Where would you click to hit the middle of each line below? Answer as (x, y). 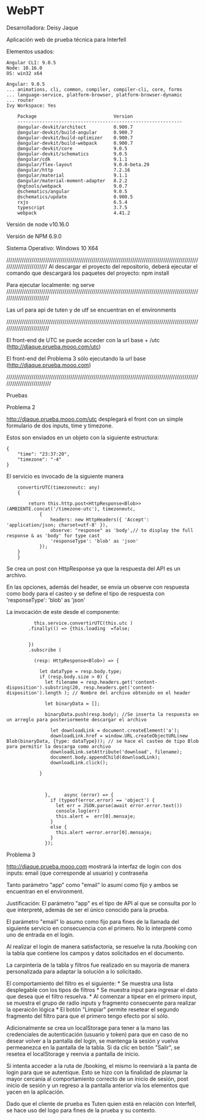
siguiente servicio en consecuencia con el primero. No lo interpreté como (99, 928)
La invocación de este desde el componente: (63, 612)
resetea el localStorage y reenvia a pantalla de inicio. (73, 1054)
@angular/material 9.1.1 (72, 175)
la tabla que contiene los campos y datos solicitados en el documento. (95, 953)
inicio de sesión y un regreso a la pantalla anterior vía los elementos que (98, 1085)
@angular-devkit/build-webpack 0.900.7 (75, 143)
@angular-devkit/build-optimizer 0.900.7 (75, 138)
